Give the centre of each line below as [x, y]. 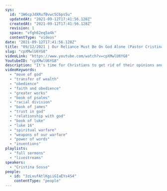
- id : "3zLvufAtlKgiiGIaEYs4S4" [43, 176]
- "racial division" [31, 102]
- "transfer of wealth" [34, 79]
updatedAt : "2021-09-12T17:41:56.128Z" [51, 19]
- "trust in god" [28, 112]
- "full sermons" [28, 153]
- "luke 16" [22, 125]
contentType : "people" [38, 181]
